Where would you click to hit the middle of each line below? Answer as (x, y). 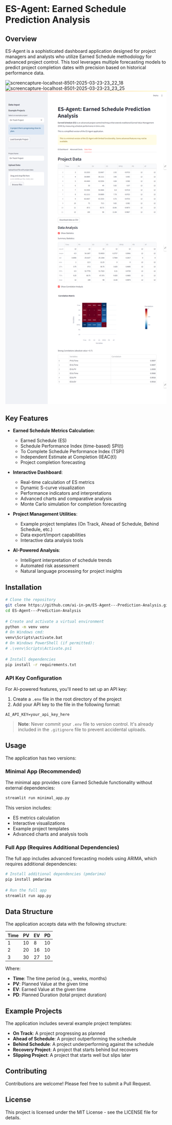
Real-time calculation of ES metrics (57, 482)
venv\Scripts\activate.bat (34, 638)
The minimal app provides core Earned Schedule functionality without (79, 782)
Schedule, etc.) (36, 530)
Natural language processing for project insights (71, 571)
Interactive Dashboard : (38, 472)
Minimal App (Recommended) (43, 771)
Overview (21, 39)
